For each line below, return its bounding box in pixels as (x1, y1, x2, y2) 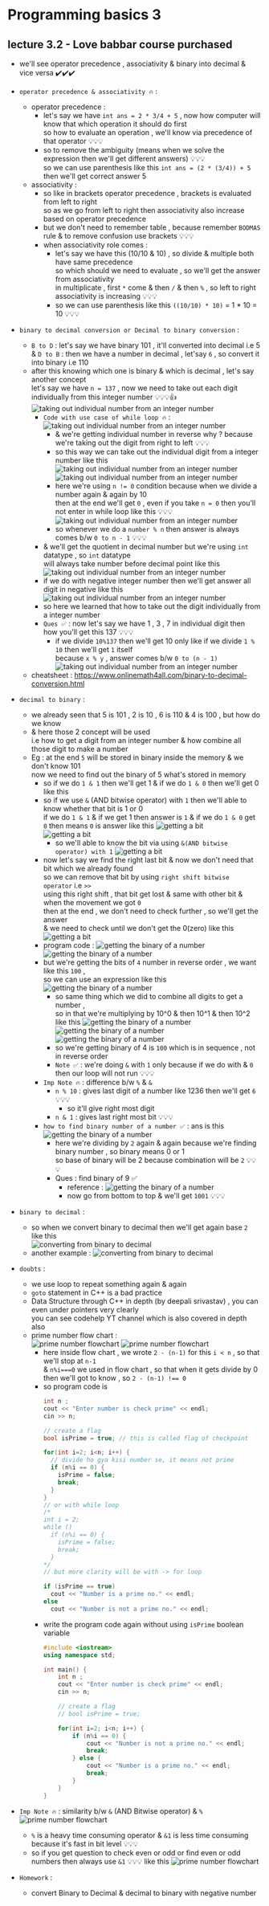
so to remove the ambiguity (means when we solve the (43, 145, 225, 154)
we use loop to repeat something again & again (31, 1280, 187, 1288)
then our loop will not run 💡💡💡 (55, 1068, 155, 1078)
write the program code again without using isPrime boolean (43, 1619, 244, 1629)
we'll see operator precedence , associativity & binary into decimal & (18, 59, 247, 68)
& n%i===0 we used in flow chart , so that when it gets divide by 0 (43, 1365, 259, 1374)
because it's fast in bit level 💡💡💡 (31, 1839, 139, 1848)
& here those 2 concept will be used (31, 727, 150, 737)
